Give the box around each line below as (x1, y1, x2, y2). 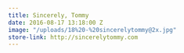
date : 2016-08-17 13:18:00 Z (8, 19, 103, 26)
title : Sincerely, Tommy (8, 11, 89, 19)
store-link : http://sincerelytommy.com (8, 33, 139, 41)
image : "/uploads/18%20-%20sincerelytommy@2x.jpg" (8, 26, 177, 34)
